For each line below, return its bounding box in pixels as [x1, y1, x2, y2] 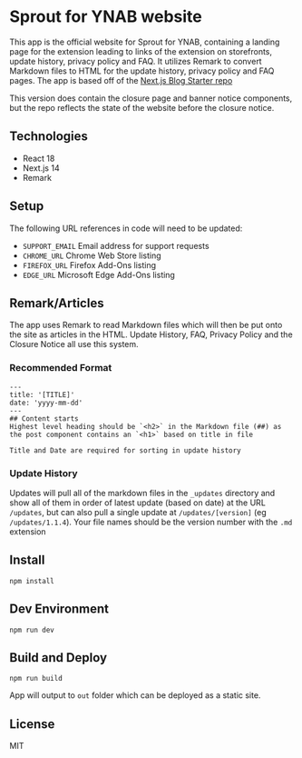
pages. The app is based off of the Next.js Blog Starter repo [9, 75, 233, 85]
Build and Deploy [9, 650, 107, 665]
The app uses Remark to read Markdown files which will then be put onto [9, 320, 283, 331]
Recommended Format [9, 362, 112, 374]
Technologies [9, 129, 89, 145]
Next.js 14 [22, 162, 61, 174]
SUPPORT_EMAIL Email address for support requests [22, 240, 210, 251]
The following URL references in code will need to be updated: [9, 223, 243, 234]
